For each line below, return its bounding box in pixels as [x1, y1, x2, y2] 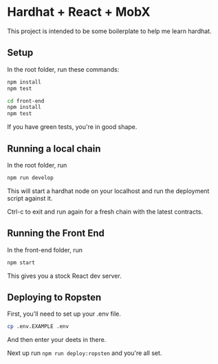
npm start [7, 259, 36, 266]
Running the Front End [7, 228, 105, 239]
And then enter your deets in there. [7, 336, 107, 344]
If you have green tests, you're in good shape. [7, 123, 138, 131]
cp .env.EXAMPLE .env [7, 323, 69, 330]
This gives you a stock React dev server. [7, 272, 122, 280]
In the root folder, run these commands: [7, 65, 120, 73]
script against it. [7, 194, 53, 202]
